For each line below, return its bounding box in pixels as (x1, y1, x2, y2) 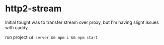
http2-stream (5, 3, 62, 14)
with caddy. (5, 24, 29, 30)
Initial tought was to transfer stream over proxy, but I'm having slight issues (5, 19, 159, 25)
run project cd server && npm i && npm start (5, 34, 98, 40)
